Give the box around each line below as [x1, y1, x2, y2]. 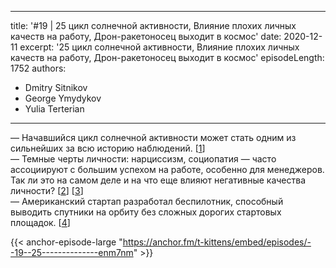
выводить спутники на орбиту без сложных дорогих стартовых [10, 206, 282, 218]
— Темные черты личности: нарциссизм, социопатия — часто [10, 153, 277, 165]
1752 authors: [10, 62, 67, 74]
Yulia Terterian [24, 103, 85, 115]
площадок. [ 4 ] [10, 217, 71, 228]
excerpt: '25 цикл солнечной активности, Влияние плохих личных [19, 41, 300, 53]
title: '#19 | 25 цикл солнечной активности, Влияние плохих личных [10, 20, 297, 31]
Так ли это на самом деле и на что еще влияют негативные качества [10, 174, 307, 186]
